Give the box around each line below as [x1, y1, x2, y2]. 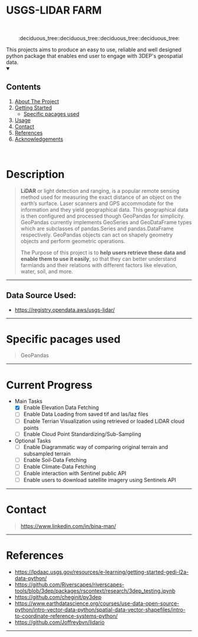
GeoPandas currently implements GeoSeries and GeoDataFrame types [20, 218, 192, 225]
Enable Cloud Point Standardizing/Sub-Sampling [23, 430, 141, 438]
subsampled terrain [23, 450, 71, 457]
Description [6, 167, 65, 181]
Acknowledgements [14, 135, 64, 143]
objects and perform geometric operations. [20, 237, 126, 244]
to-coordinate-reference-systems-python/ [14, 612, 118, 619]
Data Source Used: [6, 290, 77, 300]
